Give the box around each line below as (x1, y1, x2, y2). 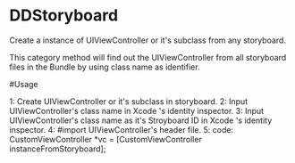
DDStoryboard (9, 5, 119, 26)
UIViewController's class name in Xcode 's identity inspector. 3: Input (9, 105, 265, 116)
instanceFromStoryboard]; (9, 143, 106, 154)
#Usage (9, 78, 38, 89)
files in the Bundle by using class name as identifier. (9, 61, 200, 72)
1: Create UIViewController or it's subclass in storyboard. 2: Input (9, 95, 249, 107)
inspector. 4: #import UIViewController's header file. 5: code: (9, 124, 234, 134)
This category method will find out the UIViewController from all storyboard (9, 52, 287, 62)
